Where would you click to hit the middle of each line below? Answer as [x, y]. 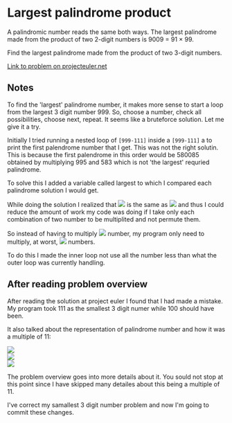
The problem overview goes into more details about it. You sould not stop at [115, 377]
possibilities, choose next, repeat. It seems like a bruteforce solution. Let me [116, 119]
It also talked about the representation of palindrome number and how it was [116, 329]
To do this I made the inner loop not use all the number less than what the [112, 255]
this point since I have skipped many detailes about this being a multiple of [114, 384]
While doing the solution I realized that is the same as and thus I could [116, 204]
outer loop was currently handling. [56, 262]
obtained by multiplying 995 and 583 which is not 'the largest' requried [108, 162]
